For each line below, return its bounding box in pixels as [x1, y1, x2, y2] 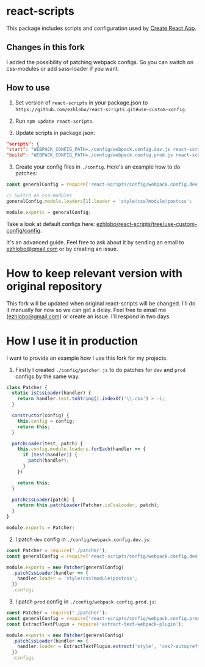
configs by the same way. [15, 373, 81, 380]
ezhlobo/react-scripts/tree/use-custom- [96, 220, 197, 227]
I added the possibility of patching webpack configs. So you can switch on [6, 58, 194, 65]
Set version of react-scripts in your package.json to [15, 99, 148, 106]
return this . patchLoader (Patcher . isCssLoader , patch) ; [17, 502, 160, 508]
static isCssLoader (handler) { [12, 390, 92, 396]
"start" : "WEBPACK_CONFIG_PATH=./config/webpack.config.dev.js [6, 147, 171, 153]
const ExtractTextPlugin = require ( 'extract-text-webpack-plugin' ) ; [6, 621, 184, 627]
